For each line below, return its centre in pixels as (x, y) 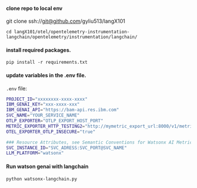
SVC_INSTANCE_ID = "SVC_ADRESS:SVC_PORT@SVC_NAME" (67, 148)
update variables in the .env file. (46, 75)
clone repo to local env (34, 8)
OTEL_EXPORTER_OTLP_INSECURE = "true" (51, 132)
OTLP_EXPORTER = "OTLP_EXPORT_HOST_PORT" (55, 121)
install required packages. (39, 50)
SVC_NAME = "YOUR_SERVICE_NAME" (43, 115)
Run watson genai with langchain (47, 166)
